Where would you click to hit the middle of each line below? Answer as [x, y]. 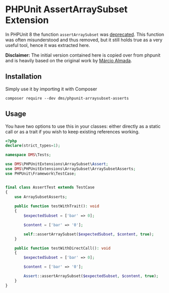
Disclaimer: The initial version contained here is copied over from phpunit [83, 55]
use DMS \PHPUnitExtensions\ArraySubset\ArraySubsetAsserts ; [71, 169]
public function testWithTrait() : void [57, 206]
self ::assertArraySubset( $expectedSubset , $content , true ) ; [89, 234]
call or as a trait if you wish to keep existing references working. [73, 132]
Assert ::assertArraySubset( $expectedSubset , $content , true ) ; [91, 276]
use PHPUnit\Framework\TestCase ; [41, 174]
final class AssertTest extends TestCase [50, 187]
